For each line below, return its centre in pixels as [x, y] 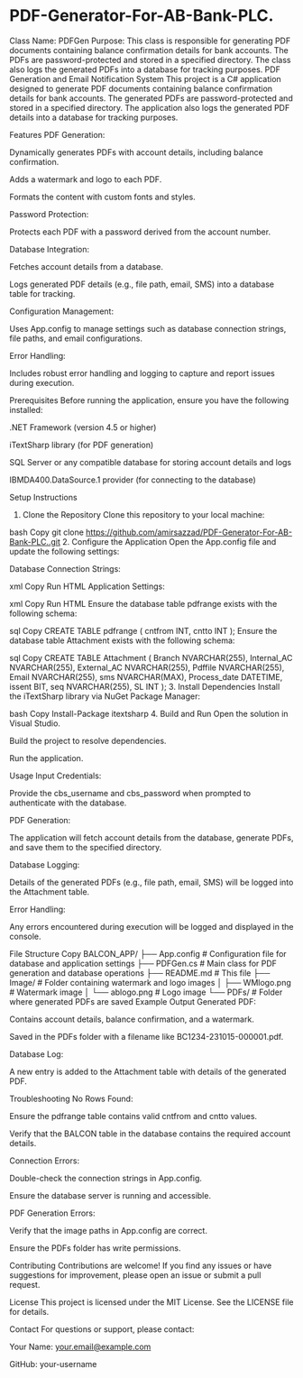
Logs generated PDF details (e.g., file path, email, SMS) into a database [142, 284]
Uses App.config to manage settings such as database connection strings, [148, 328]
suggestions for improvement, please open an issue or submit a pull [135, 1275]
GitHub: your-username [53, 1364]
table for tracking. [42, 293]
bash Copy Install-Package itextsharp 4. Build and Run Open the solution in [149, 713]
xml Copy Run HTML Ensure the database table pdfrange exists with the [143, 603]
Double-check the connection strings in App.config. [106, 1178]
